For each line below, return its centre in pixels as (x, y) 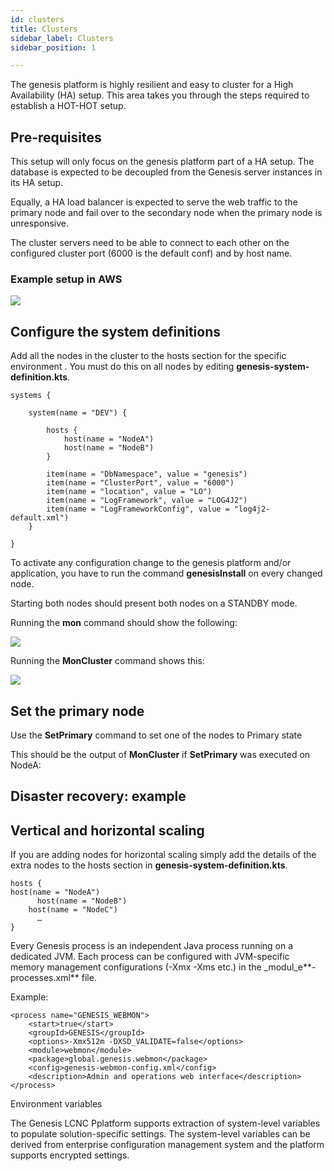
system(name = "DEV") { (78, 413)
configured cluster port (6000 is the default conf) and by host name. (151, 253)
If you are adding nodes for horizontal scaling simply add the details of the (163, 855)
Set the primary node (77, 711)
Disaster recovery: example (98, 796)
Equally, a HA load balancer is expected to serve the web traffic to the (154, 202)
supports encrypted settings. (70, 1155)
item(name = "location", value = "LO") (129, 492)
